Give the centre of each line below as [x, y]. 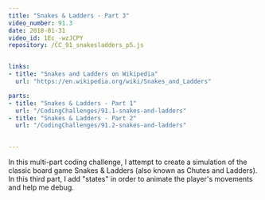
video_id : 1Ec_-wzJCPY [46, 38]
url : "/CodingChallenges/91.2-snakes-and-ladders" [101, 125]
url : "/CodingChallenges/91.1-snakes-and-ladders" [101, 111]
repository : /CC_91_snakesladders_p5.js [76, 45]
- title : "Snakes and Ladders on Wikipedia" [83, 74]
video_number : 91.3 [41, 23]
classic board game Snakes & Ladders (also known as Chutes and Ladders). [133, 171]
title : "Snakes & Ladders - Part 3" [69, 16]
